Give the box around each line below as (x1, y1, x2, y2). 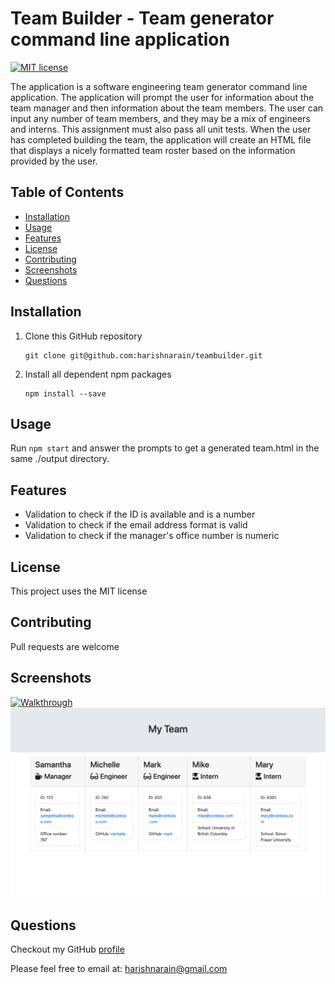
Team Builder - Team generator (10, 7, 275, 30)
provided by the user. (10, 155, 98, 167)
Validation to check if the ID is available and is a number (24, 508, 256, 521)
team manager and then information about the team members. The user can (10, 102, 324, 114)
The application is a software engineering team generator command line (10, 80, 308, 92)
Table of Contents (10, 184, 125, 201)
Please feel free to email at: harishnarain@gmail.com (10, 963, 228, 975)
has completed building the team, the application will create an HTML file (10, 133, 312, 146)
